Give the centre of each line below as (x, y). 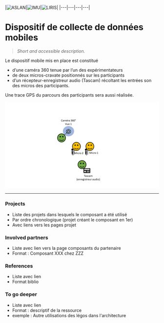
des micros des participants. (41, 85)
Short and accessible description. (51, 51)
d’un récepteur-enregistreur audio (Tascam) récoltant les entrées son (82, 80)
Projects (15, 204)
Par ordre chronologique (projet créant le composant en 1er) (72, 220)
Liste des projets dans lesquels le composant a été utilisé (70, 214)
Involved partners (27, 238)
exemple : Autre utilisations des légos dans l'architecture (69, 315)
